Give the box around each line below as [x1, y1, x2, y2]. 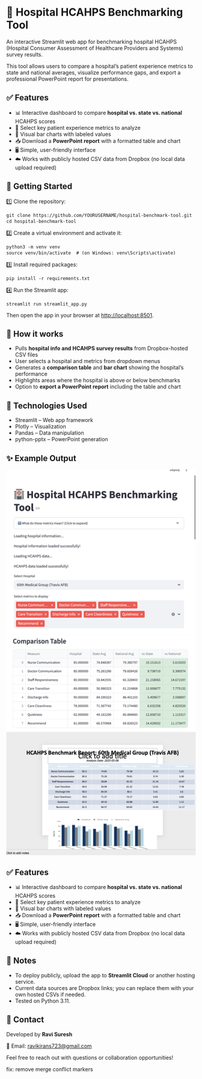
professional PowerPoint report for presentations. [6, 75, 129, 82]
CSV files [14, 351, 38, 358]
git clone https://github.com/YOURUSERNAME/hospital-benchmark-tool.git [6, 212, 192, 218]
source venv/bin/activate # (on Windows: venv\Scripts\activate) [6, 249, 176, 256]
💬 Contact [6, 1015, 44, 1025]
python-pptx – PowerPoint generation [14, 436, 108, 443]
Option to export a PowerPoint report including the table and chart [14, 383, 182, 390]
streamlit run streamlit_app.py [6, 301, 87, 307]
